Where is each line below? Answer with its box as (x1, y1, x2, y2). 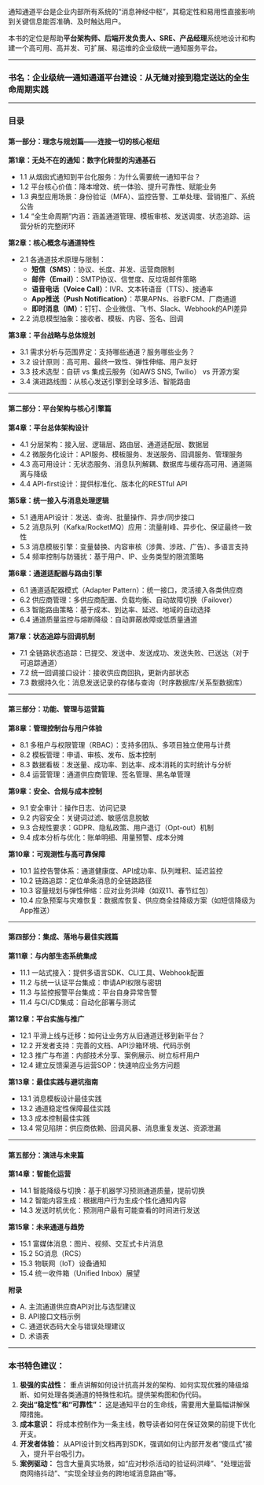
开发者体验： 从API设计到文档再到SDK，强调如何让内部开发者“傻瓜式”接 (19, 1439, 253, 1448)
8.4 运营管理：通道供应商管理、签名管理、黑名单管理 (19, 770, 191, 779)
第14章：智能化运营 (8, 1169, 71, 1179)
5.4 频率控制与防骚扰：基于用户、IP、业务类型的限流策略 (19, 552, 204, 561)
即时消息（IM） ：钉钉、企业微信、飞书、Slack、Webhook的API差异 (31, 304, 247, 313)
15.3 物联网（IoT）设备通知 (19, 1258, 107, 1269)
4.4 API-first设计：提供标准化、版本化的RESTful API (19, 478, 188, 488)
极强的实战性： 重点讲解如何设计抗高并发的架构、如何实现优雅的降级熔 (19, 1380, 249, 1389)
